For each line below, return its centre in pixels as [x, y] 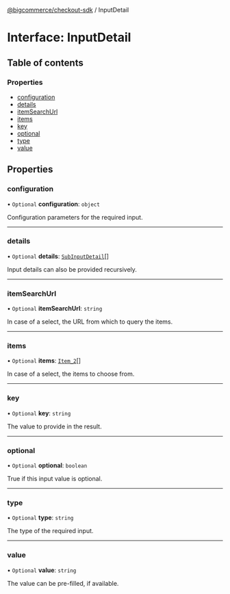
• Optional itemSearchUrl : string [55, 309]
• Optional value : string [42, 570]
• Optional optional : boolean [47, 465]
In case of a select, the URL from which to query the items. [90, 322]
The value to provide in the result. [54, 426]
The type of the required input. [50, 531]
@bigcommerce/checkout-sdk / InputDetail [68, 10]
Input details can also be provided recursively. [72, 269]
